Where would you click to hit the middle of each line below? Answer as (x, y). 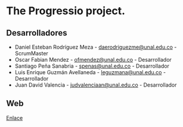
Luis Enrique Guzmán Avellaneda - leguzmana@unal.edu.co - (90, 72)
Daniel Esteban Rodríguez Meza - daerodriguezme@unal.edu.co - (96, 47)
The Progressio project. (66, 11)
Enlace (15, 118)
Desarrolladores (37, 33)
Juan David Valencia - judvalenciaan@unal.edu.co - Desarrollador (96, 85)
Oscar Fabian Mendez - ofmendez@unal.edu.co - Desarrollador (93, 60)
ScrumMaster (32, 53)
